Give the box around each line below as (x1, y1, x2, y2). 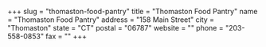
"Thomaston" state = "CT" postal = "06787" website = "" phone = (7, 23, 224, 32)
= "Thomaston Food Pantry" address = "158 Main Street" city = (7, 15, 215, 24)
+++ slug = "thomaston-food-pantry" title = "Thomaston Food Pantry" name (7, 7, 258, 16)
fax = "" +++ (45, 31, 87, 41)
